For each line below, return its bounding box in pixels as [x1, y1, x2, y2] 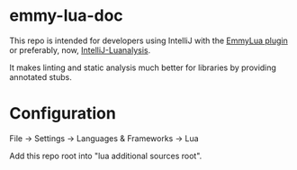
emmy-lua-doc [9, 5, 123, 26]
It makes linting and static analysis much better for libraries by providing [9, 62, 277, 73]
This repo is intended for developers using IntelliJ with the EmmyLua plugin [9, 35, 288, 46]
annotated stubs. [9, 71, 72, 82]
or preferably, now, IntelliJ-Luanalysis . [9, 44, 151, 55]
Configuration [9, 103, 117, 124]
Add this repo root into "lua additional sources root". [9, 150, 202, 161]
